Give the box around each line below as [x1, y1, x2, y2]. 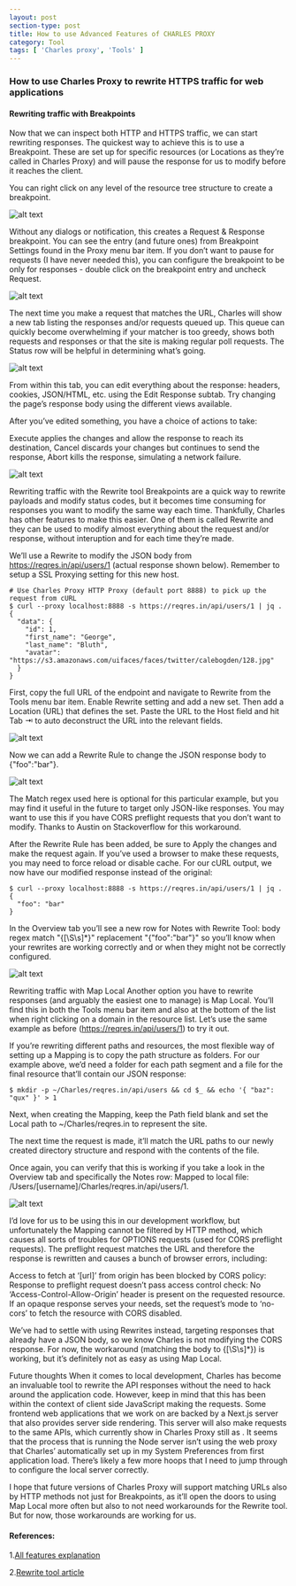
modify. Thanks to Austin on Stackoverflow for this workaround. [9, 821, 241, 833]
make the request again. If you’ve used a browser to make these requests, [9, 848, 279, 859]
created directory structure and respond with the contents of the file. [9, 1145, 260, 1156]
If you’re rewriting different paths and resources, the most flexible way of [9, 1040, 276, 1051]
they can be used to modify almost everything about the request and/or [9, 524, 269, 534]
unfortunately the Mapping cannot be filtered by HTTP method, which [9, 1224, 263, 1236]
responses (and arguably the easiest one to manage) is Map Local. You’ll [9, 995, 274, 1006]
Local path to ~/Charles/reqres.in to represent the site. [9, 1118, 208, 1130]
